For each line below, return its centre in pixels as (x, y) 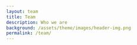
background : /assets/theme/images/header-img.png (69, 28)
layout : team (22, 11)
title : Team (21, 17)
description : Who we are (37, 22)
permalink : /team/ (29, 33)
